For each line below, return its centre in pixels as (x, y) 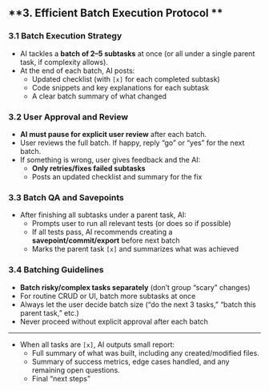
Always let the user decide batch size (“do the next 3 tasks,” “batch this (138, 304)
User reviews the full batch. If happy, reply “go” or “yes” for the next (132, 143)
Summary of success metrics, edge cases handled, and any (130, 361)
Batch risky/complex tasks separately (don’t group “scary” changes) (135, 287)
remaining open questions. (76, 370)
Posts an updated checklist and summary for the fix (117, 176)
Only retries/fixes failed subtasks (88, 168)
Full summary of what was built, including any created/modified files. (146, 353)
